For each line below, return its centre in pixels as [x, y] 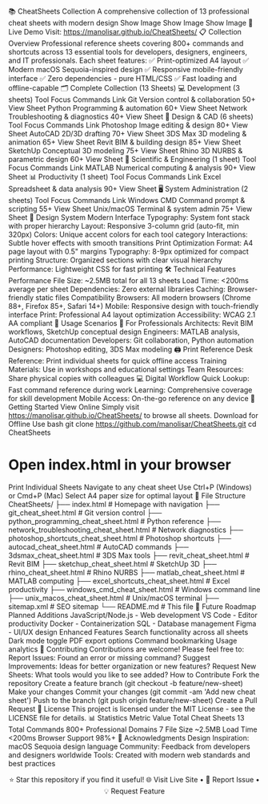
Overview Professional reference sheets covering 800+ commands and [126, 43]
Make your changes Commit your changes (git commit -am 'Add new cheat [132, 692]
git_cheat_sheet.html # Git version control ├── [85, 513]
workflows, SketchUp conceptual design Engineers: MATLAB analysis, [124, 332]
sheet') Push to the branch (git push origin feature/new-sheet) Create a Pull [133, 700]
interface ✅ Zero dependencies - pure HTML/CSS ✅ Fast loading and [123, 78]
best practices [32, 763]
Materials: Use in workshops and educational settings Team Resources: [126, 369]
